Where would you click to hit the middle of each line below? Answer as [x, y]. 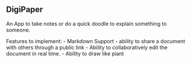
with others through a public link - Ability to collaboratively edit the [87, 47]
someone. [18, 30]
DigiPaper [24, 10]
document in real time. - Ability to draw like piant [65, 53]
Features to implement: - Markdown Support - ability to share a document [96, 41]
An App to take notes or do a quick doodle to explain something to [86, 23]
